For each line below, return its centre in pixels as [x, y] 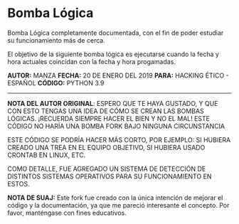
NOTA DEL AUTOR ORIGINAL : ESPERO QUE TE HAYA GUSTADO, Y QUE [113, 103]
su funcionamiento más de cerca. [56, 40]
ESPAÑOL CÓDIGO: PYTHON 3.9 [56, 82]
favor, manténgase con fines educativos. [67, 213]
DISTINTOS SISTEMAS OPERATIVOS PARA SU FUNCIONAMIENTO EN [110, 176]
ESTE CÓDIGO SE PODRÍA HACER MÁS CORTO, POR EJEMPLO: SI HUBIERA [119, 139]
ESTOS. [18, 183]
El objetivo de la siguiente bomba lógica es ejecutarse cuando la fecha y [113, 54]
